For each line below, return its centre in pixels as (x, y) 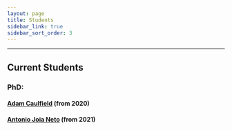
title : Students (30, 20)
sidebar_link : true (35, 26)
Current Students (46, 67)
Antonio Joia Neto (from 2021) (51, 119)
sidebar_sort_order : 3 (40, 33)
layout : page (26, 13)
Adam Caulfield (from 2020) (48, 104)
